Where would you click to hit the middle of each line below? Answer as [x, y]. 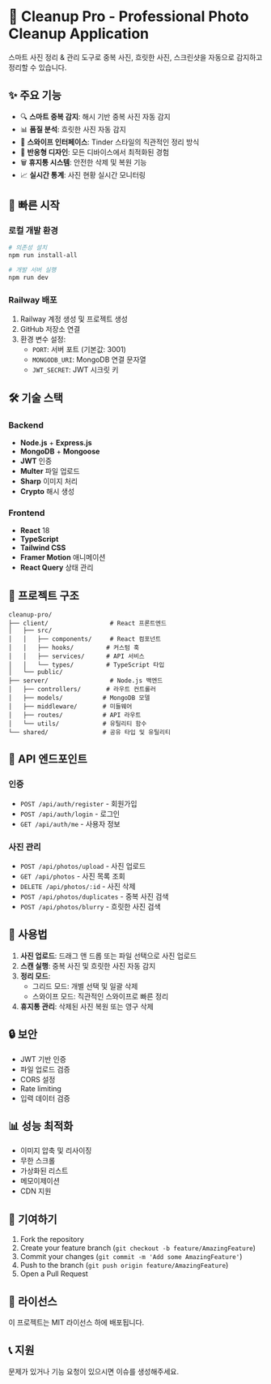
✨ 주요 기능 [35, 95]
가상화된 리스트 [44, 1171]
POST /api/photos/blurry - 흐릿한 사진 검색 [90, 907]
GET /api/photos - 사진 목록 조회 [72, 876]
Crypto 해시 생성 [47, 491]
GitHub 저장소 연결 [50, 329]
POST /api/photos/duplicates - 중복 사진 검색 [94, 896]
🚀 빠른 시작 [34, 206]
